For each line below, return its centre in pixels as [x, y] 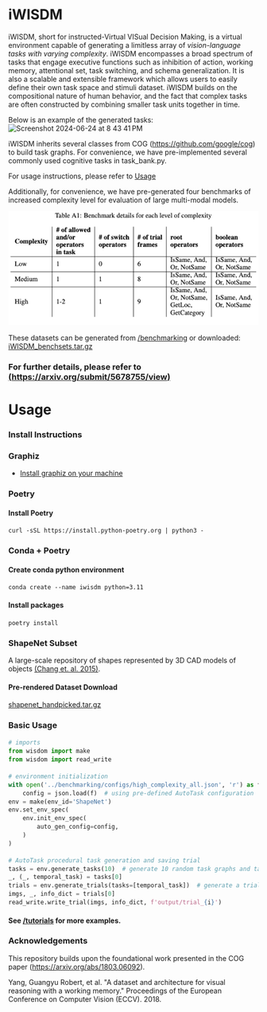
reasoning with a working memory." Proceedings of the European [115, 991]
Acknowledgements [48, 941]
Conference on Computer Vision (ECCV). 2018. [85, 999]
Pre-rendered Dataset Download [63, 687]
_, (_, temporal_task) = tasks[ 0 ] [66, 877]
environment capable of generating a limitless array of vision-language [124, 45]
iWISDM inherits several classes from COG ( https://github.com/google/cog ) [132, 143]
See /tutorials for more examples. [65, 920]
